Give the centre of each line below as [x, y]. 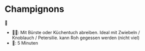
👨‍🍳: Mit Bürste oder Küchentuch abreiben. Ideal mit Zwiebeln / [76, 32]
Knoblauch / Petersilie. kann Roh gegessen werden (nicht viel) [76, 38]
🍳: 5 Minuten [25, 43]
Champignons [34, 9]
